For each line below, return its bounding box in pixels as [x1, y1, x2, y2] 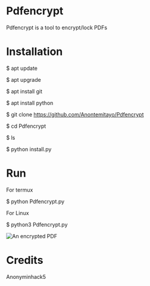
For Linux [6, 209, 29, 216]
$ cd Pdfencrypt [6, 122, 46, 130]
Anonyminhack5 [6, 273, 46, 280]
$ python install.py [6, 145, 52, 153]
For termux [6, 186, 33, 193]
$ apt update [6, 64, 37, 72]
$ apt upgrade [6, 76, 42, 83]
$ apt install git [6, 88, 43, 95]
